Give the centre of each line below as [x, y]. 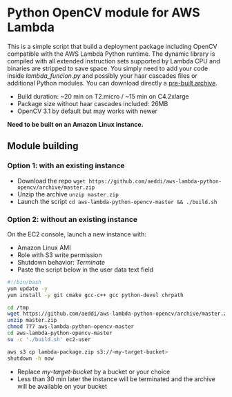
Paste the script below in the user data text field [85, 269]
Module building [43, 146]
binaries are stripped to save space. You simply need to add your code [108, 68]
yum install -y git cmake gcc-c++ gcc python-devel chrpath [96, 295]
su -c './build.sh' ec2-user [49, 339]
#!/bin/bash [24, 282]
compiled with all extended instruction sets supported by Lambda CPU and [114, 61]
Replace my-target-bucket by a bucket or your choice [94, 371]
